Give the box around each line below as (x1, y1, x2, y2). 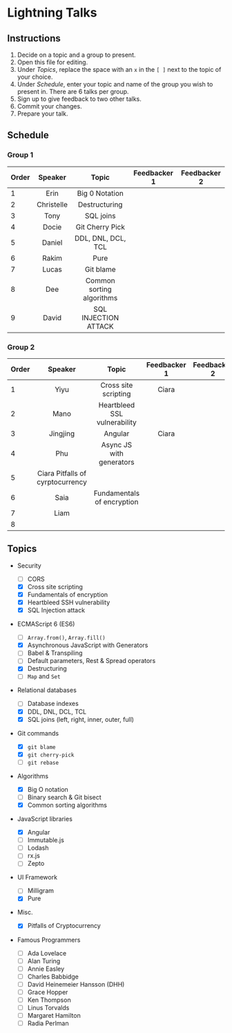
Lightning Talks (7, 5, 97, 21)
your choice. (17, 73, 53, 81)
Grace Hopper (27, 987, 68, 996)
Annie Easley (27, 965, 65, 973)
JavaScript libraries (17, 815, 72, 823)
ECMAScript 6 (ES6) (17, 620, 75, 629)
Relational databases (17, 686, 77, 694)
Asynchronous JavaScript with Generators (27, 641, 148, 649)
